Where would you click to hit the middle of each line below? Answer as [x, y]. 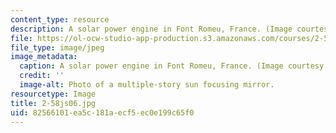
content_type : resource [60, 19]
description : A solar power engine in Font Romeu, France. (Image [151, 29]
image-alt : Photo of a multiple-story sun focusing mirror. [147, 85]
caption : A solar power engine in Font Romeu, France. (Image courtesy [172, 66]
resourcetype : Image [53, 94]
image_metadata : [44, 57]
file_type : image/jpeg [57, 47]
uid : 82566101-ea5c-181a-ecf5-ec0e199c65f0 [102, 112]
